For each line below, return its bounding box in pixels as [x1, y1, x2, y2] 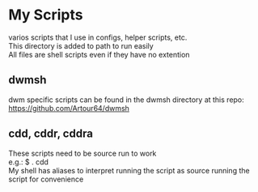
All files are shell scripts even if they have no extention [8, 49, 190, 59]
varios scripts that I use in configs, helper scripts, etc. [8, 32, 188, 42]
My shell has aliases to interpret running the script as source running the [8, 165, 250, 175]
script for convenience [8, 174, 84, 184]
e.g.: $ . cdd [8, 156, 49, 167]
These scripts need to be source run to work [8, 148, 157, 158]
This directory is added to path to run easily [8, 41, 154, 50]
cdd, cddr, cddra [8, 127, 93, 141]
